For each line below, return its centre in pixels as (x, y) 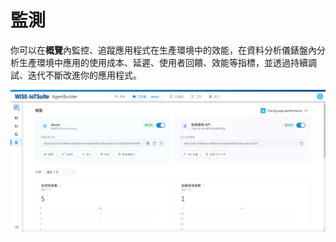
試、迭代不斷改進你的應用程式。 (76, 75)
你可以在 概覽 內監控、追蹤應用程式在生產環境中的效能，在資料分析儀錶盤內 (163, 50)
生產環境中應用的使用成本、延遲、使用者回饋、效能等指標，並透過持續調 (167, 62)
